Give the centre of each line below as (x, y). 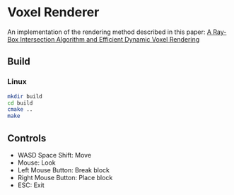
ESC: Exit (31, 185)
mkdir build (25, 96)
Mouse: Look (37, 162)
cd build (20, 103)
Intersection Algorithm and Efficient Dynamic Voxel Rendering (110, 39)
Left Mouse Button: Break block (64, 170)
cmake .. (20, 110)
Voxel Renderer (53, 12)
